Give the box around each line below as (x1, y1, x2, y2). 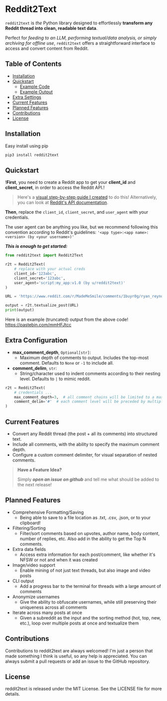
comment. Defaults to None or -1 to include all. (19, 360, 114, 366)
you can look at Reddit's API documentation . (17, 200, 108, 206)
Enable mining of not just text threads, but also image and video (19, 567, 151, 573)
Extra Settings (12, 94, 41, 100)
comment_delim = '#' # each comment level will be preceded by (14, 399, 146, 404)
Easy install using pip (5, 143, 49, 149)
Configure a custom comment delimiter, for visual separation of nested (12, 452, 158, 458)
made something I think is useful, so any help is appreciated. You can (5, 653, 147, 659)
